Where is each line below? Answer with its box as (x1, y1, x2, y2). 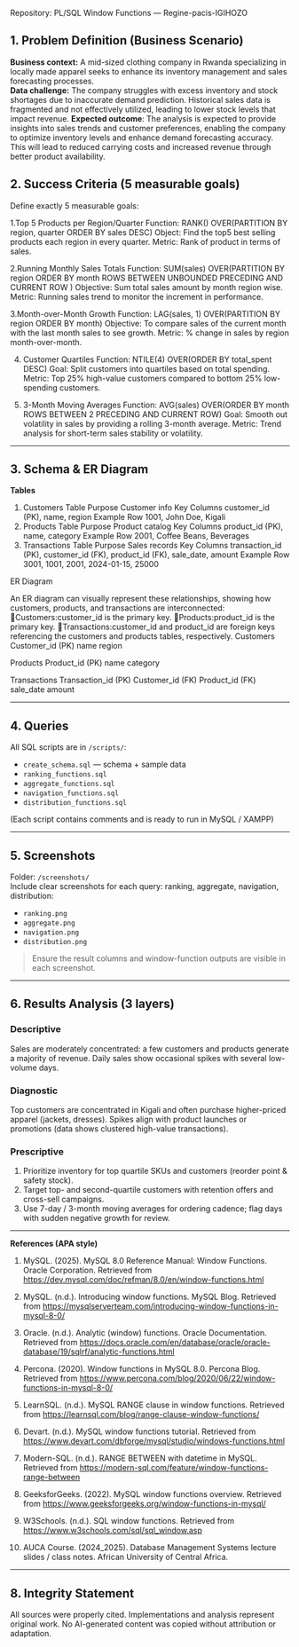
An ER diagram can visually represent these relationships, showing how (10, 594, 271, 604)
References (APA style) (10, 1238, 98, 1249)
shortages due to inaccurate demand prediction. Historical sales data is (10, 94, 271, 105)
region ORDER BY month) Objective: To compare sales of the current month (10, 318, 287, 328)
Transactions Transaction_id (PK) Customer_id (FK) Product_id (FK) (10, 674, 256, 686)
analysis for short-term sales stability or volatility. (22, 428, 203, 438)
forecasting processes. (10, 75, 95, 86)
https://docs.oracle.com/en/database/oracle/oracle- (79, 1337, 271, 1348)
